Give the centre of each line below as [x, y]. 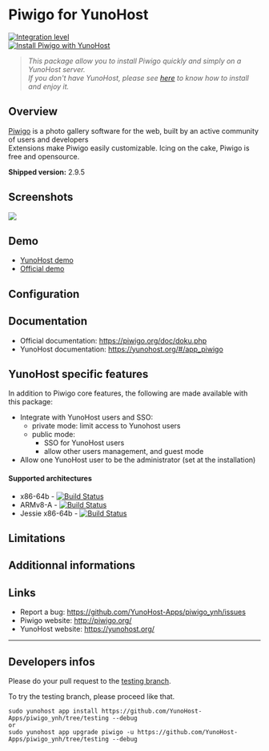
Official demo [42, 269]
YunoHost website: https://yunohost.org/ [87, 629]
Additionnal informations [72, 566]
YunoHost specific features [78, 374]
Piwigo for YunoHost [78, 15]
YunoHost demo [46, 260]
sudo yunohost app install [53, 711]
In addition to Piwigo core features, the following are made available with [128, 393]
